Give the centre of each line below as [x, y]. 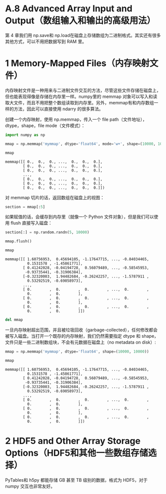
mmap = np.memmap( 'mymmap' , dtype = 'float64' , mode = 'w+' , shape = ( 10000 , [80, 144]
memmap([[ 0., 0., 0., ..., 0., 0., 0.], [54, 162]
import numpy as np [25, 135]
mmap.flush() [19, 241]
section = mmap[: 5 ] [25, 207]
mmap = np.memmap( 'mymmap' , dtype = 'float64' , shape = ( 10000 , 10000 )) [77, 352]
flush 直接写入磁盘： [32, 223]
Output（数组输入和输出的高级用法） [80, 21]
